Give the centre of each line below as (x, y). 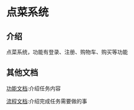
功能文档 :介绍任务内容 (34, 88)
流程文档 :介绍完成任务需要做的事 (47, 101)
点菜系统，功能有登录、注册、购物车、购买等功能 (67, 52)
